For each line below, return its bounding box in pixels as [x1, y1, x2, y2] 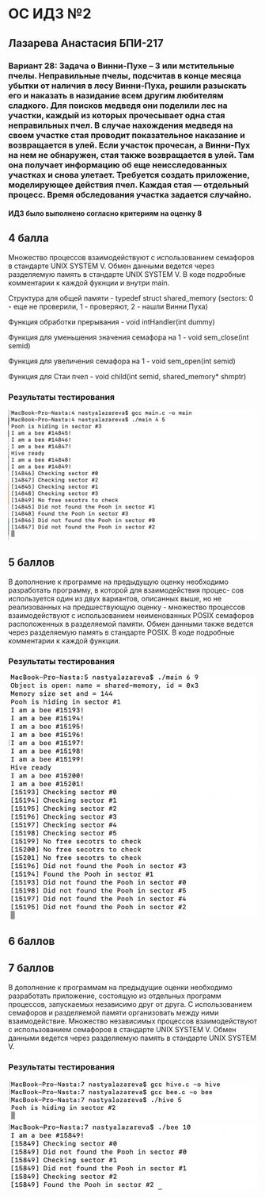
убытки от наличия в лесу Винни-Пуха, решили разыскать [8, 80, 248, 91]
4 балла [8, 232, 49, 245]
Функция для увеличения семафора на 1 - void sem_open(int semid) [8, 356, 236, 366]
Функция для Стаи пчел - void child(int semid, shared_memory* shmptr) [8, 371, 247, 381]
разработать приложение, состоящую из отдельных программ [8, 991, 221, 1000]
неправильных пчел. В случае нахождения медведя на [8, 120, 233, 131]
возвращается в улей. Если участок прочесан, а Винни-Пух [8, 140, 251, 151]
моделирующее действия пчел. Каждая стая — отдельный [8, 179, 249, 190]
